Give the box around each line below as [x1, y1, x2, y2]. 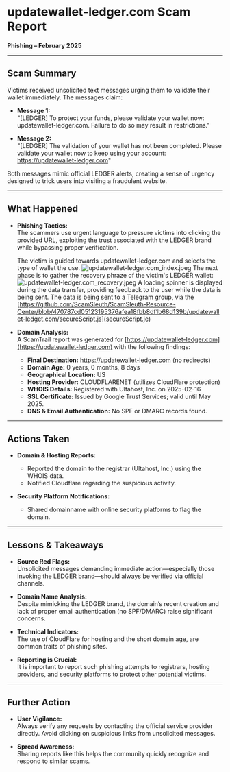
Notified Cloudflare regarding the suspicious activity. [27, 479, 177, 487]
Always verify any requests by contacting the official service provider [16, 722, 214, 730]
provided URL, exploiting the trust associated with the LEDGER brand [16, 236, 212, 244]
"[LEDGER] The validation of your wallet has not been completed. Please [16, 141, 222, 149]
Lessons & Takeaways [7, 539, 104, 551]
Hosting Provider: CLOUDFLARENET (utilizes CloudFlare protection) [27, 378, 220, 386]
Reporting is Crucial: [16, 655, 77, 664]
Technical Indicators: [16, 628, 79, 636]
